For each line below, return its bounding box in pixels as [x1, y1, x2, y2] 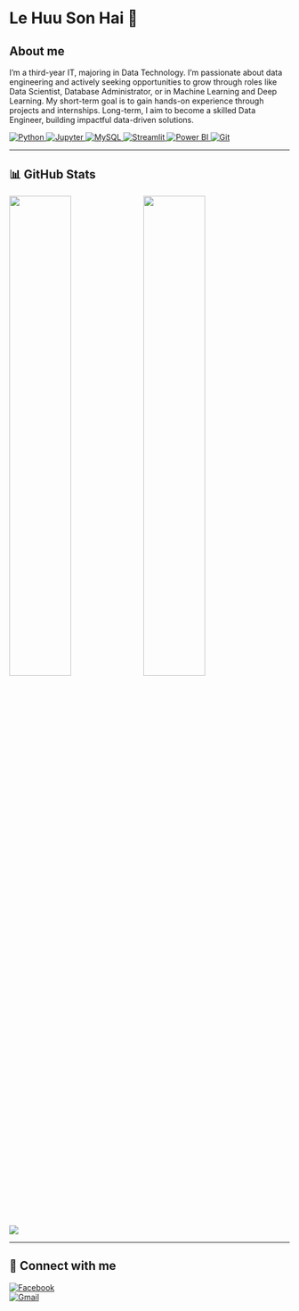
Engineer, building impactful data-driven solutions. [9, 115, 194, 125]
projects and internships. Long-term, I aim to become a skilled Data [9, 105, 256, 115]
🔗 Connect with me [9, 1258, 117, 1274]
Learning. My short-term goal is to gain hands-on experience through [9, 95, 264, 106]
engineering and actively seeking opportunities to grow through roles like [9, 77, 278, 87]
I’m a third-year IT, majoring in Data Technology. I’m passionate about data [9, 67, 283, 78]
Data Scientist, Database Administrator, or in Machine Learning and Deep [9, 87, 278, 96]
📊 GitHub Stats [9, 167, 96, 182]
